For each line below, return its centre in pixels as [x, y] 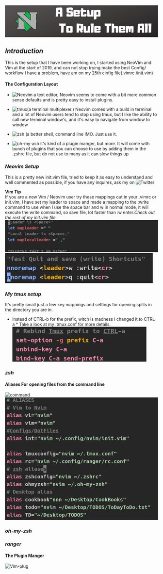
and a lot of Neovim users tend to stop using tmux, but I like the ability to [84, 115]
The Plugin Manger [25, 556]
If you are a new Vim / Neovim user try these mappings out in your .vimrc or [81, 197]
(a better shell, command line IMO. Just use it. [71, 134]
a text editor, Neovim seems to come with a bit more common [95, 95]
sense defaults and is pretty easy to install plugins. [63, 100]
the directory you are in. [29, 310]
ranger [13, 544]
